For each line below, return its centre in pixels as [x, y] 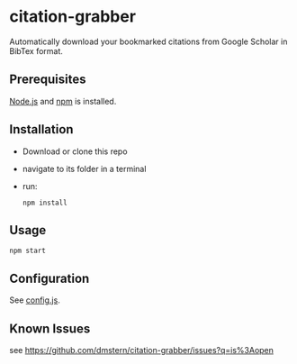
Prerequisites [48, 80]
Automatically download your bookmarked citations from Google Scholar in [148, 41]
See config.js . [35, 300]
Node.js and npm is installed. [63, 101]
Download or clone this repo [75, 151]
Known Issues [50, 328]
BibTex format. [36, 50]
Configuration [49, 278]
